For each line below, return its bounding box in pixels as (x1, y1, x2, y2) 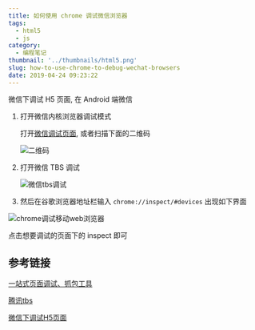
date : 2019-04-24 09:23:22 (8, 71, 98, 79)
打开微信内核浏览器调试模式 (19, 111, 112, 121)
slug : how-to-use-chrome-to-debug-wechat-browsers (8, 64, 181, 72)
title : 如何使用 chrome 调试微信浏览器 (8, 11, 128, 20)
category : (8, 42, 42, 50)
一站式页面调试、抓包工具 (8, 279, 93, 288)
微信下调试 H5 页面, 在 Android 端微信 (8, 94, 133, 104)
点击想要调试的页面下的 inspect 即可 (8, 230, 128, 240)
